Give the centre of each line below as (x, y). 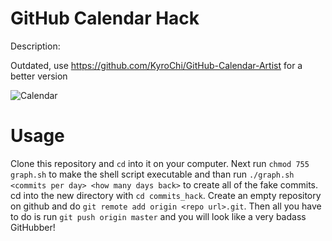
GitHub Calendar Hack (105, 18)
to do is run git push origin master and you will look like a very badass (158, 216)
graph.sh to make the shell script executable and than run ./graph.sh (152, 174)
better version (39, 76)
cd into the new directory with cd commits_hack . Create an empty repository (166, 195)
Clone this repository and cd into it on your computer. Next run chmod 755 (160, 163)
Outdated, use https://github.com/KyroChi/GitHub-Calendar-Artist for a (156, 65)
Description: (35, 46)
